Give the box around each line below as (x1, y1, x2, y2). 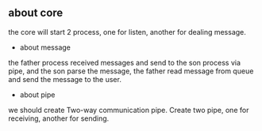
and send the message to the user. (8, 74, 121, 84)
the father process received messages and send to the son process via (8, 58, 241, 67)
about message (19, 43, 71, 52)
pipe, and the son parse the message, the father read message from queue (8, 66, 254, 76)
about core (8, 6, 64, 20)
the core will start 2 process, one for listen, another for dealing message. (8, 27, 246, 36)
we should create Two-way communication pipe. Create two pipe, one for (8, 105, 249, 114)
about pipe (19, 90, 56, 99)
